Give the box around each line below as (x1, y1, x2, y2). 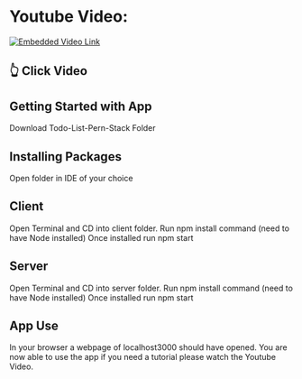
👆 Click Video (9, 63, 88, 79)
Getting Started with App (9, 98, 152, 114)
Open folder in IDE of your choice (9, 172, 133, 183)
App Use (9, 318, 59, 333)
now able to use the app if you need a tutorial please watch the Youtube (9, 352, 277, 363)
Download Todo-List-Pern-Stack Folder (9, 123, 156, 134)
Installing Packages (9, 149, 122, 164)
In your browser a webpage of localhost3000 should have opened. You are (9, 342, 288, 353)
